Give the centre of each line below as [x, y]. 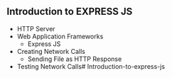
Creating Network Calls [51, 51]
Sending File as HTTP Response [75, 59]
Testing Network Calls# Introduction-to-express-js [91, 66]
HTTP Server [36, 28]
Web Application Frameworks [60, 36]
